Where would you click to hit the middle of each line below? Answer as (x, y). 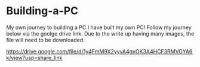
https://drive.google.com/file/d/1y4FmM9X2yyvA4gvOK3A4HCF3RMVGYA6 (99, 51)
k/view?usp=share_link (34, 58)
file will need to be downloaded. (45, 40)
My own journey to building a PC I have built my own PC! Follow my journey (99, 27)
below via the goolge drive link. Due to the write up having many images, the (100, 33)
